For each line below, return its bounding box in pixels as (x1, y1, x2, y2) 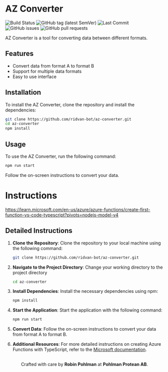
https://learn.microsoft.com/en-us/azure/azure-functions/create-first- (5, 206, 150, 212)
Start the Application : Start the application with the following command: (12, 307, 162, 313)
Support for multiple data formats (12, 68, 82, 74)
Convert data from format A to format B (12, 63, 95, 69)
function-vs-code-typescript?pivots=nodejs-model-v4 (5, 212, 119, 218)
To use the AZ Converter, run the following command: (5, 153, 117, 159)
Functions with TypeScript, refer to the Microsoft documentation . (12, 346, 147, 353)
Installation (5, 88, 41, 97)
